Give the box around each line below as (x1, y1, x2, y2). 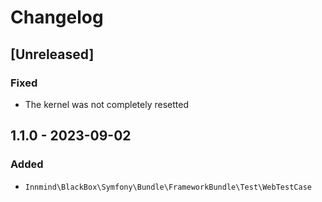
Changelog (10, 6, 104, 29)
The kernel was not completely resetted (24, 98, 189, 110)
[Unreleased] (10, 46, 95, 63)
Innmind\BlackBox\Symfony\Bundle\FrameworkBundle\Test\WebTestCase (24, 182, 312, 192)
